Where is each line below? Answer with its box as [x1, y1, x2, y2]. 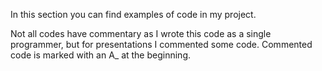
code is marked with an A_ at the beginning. [10, 49, 192, 61]
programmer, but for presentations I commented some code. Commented [10, 39, 313, 50]
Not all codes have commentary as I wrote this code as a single [10, 28, 272, 39]
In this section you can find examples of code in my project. [10, 9, 257, 20]
